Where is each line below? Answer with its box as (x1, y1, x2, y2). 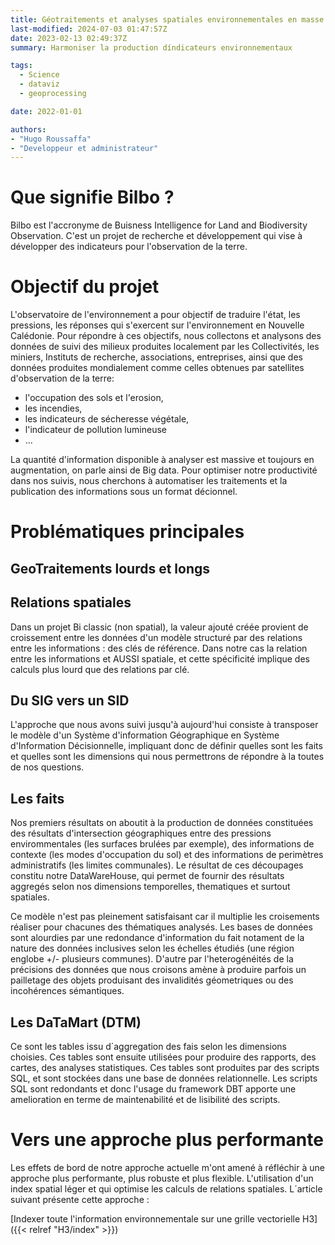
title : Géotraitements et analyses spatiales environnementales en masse (10, 14, 325, 25)
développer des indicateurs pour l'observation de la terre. (10, 241, 248, 253)
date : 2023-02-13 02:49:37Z (10, 33, 128, 43)
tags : (10, 61, 33, 71)
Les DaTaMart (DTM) (10, 1014, 142, 1031)
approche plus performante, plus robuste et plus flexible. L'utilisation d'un (10, 1172, 314, 1184)
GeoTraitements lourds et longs (10, 560, 210, 577)
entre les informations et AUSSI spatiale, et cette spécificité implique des (10, 652, 310, 665)
